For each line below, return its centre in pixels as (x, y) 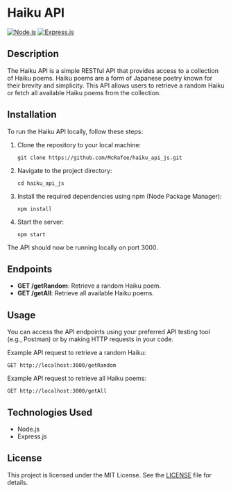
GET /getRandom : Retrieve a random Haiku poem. (89, 286)
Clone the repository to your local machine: (79, 145)
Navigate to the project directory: (65, 170)
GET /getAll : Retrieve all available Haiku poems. (86, 293)
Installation (32, 115)
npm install (34, 209)
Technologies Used (50, 412)
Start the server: (41, 222)
